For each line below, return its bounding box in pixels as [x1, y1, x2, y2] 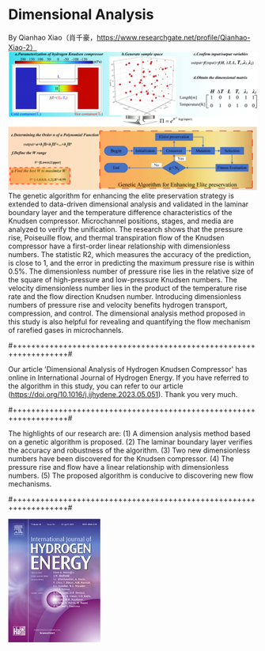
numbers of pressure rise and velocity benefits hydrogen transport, [8, 300, 228, 309]
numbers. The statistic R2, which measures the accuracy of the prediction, [8, 249, 252, 259]
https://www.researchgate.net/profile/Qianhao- [96, 32, 251, 42]
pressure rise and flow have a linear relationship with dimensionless [8, 462, 229, 471]
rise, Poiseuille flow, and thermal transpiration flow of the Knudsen [8, 233, 225, 242]
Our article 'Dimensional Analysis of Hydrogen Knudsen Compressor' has [8, 364, 248, 373]
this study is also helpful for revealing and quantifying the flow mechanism [8, 316, 251, 326]
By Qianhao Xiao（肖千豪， [8, 32, 97, 42]
